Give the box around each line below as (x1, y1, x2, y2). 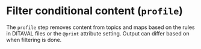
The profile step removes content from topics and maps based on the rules (6, 24, 196, 31)
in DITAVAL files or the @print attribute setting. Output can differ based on (6, 30, 190, 37)
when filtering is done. (6, 36, 62, 43)
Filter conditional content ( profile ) (6, 4, 184, 18)
